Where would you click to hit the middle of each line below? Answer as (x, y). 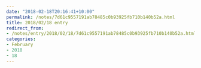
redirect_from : (25, 28)
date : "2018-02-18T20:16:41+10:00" (51, 12)
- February (20, 45)
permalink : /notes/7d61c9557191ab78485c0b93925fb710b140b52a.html (91, 17)
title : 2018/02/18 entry (37, 22)
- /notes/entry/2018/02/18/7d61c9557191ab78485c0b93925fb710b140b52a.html (101, 34)
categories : (21, 39)
